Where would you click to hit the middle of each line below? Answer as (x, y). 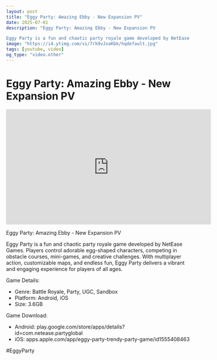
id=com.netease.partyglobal (49, 333)
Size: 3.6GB (29, 304)
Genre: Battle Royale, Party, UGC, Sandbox (66, 292)
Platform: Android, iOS (42, 298)
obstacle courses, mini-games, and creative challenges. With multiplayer (94, 256)
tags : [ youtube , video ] (35, 49)
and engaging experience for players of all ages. (64, 269)
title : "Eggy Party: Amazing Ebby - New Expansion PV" (74, 17)
